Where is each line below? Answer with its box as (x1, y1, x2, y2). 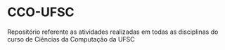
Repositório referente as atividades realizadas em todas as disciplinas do (7, 27, 219, 36)
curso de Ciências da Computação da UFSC (7, 35, 135, 43)
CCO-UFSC (7, 4, 75, 20)
